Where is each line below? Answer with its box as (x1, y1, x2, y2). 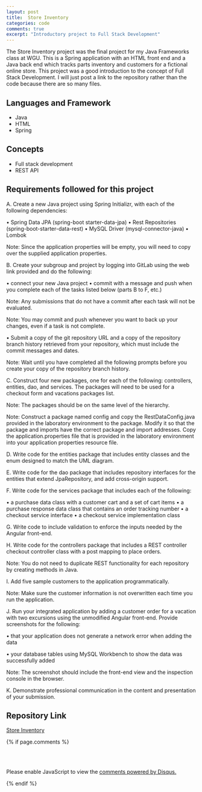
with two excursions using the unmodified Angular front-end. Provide (6, 614, 178, 621)
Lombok (6, 231, 27, 239)
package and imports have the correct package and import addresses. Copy (6, 426, 196, 433)
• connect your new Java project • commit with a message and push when (6, 279, 192, 286)
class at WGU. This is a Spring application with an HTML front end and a (6, 54, 186, 62)
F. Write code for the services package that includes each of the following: (6, 487, 192, 494)
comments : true (6, 25, 45, 32)
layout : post (6, 8, 39, 15)
